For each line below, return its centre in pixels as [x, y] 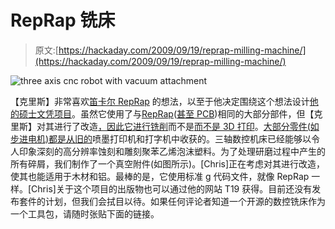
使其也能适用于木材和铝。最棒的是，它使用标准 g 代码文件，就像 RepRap [160, 176]
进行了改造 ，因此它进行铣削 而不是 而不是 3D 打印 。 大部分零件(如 [186, 126]
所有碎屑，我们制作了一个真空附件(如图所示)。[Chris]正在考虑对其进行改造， [168, 163]
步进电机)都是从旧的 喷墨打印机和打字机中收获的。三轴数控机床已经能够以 [161, 138]
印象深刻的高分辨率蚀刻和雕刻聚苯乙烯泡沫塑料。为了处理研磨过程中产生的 [172, 151]
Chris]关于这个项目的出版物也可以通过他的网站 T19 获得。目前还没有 [172, 188]
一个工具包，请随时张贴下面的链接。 [85, 213]
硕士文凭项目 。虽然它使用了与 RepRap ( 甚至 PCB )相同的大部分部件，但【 [166, 113]
